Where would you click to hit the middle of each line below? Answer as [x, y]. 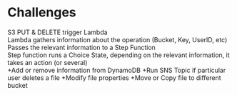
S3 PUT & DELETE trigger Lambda [58, 32]
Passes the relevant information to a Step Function [81, 47]
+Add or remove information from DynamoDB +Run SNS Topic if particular [117, 70]
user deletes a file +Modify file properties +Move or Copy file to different [114, 77]
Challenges [42, 12]
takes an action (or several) [47, 62]
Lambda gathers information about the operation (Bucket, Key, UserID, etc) [117, 39]
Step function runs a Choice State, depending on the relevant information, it [118, 55]
